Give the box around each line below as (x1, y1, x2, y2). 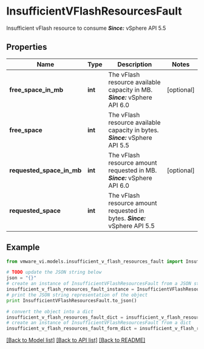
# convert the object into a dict (6, 308, 94, 314)
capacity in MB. (108, 85, 153, 94)
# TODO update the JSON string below (6, 269, 102, 275)
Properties (6, 42, 47, 52)
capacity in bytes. (108, 126, 159, 134)
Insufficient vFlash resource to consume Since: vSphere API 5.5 (6, 24, 166, 32)
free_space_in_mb (9, 85, 64, 94)
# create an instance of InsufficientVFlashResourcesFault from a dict (6, 320, 191, 326)
